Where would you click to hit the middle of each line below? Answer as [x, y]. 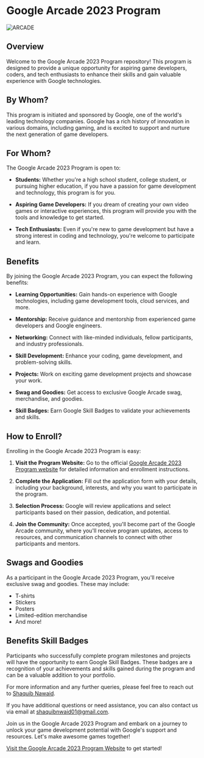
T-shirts [25, 596]
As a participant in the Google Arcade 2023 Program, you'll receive [90, 577]
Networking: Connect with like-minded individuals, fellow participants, [104, 338]
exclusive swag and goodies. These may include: [68, 584]
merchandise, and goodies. [49, 399]
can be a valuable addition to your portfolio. [61, 675]
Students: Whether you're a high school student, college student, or [101, 180]
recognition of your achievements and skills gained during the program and [101, 668]
